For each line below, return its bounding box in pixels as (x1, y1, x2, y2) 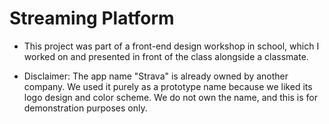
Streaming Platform (9, 7, 175, 30)
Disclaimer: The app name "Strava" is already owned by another (23, 70, 289, 82)
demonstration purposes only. (23, 102, 148, 114)
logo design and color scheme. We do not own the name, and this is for (23, 91, 319, 103)
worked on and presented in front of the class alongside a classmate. (23, 50, 309, 62)
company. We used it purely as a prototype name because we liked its (23, 80, 313, 92)
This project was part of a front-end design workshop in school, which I (23, 40, 320, 52)
